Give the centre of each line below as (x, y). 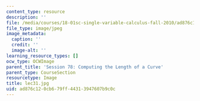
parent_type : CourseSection (41, 72)
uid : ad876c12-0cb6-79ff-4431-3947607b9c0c (61, 89)
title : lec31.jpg (28, 84)
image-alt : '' (29, 50)
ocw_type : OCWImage (30, 61)
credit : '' (25, 45)
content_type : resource (36, 12)
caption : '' (26, 39)
